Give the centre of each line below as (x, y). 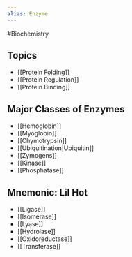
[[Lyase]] (30, 224)
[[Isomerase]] (37, 216)
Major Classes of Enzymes (66, 109)
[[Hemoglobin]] (39, 126)
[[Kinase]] (32, 163)
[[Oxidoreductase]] (44, 239)
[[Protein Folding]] (43, 72)
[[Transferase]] (39, 247)
